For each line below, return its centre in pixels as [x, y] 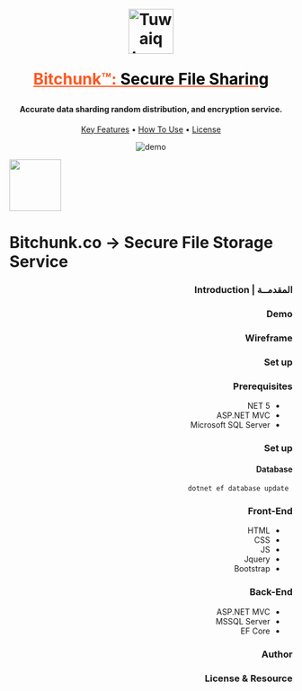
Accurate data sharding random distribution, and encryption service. [151, 110]
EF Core [255, 631]
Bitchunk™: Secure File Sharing [151, 80]
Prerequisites [263, 386]
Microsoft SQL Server [230, 424]
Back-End [271, 592]
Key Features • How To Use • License [151, 129]
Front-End [270, 511]
